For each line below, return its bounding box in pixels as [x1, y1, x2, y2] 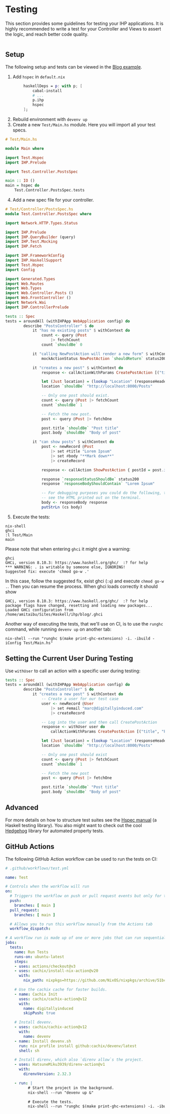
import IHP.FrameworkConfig [5, 253, 65, 258]
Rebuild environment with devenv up [12, 116, 88, 122]
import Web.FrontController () [5, 296, 71, 301]
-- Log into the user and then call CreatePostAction [41, 719, 157, 725]
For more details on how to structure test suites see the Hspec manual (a [5, 816, 157, 823]
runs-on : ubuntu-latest [14, 954, 65, 959]
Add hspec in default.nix [12, 74, 65, 80]
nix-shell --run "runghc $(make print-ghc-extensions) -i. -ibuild [5, 636, 151, 641]
